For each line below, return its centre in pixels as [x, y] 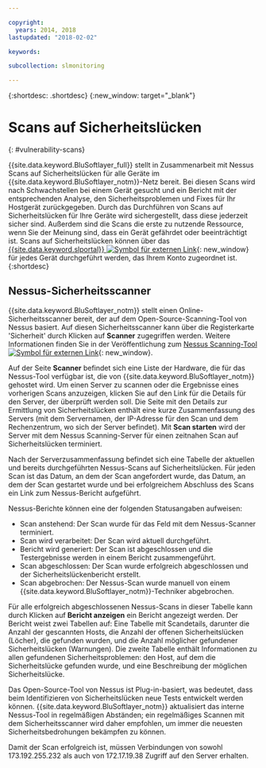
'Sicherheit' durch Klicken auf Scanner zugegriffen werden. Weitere [120, 335]
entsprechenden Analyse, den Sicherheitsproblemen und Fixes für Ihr [122, 199]
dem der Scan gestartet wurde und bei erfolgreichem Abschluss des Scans [131, 484]
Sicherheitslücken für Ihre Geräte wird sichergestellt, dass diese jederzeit [128, 216]
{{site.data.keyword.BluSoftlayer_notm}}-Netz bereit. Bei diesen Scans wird [132, 182]
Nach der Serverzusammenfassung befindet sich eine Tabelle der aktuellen [132, 459]
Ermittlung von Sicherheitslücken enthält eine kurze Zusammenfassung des [132, 410]
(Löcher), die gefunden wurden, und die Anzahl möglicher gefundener [123, 640]
